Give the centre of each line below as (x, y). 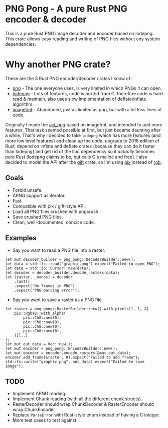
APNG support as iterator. (39, 195)
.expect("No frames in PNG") (45, 286)
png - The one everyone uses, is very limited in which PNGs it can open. (87, 88)
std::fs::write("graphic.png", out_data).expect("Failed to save (75, 362)
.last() (22, 281)
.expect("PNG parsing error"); (47, 290)
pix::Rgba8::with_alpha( (40, 313)
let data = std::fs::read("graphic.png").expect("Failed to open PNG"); (83, 264)
